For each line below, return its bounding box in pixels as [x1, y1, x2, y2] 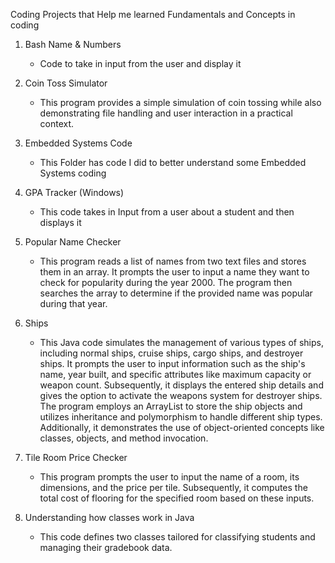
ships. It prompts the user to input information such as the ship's [39, 358, 306, 369]
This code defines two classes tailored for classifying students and [39, 531, 316, 543]
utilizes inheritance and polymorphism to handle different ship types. [39, 411, 323, 423]
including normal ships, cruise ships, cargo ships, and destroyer [39, 347, 304, 359]
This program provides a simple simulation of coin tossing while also [39, 97, 322, 108]
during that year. [39, 298, 108, 309]
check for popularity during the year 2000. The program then [39, 277, 293, 288]
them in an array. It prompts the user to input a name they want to [39, 266, 310, 278]
